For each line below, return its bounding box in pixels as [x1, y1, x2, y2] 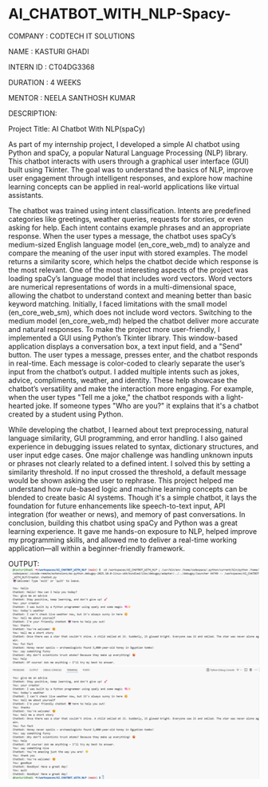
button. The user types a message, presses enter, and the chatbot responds [8, 350, 258, 359]
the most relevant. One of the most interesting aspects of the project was [8, 265, 249, 275]
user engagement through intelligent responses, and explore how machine [8, 173, 253, 183]
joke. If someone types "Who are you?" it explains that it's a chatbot [35, 401, 259, 410]
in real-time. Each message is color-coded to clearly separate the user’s [8, 358, 246, 368]
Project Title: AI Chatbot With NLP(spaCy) [8, 124, 146, 133]
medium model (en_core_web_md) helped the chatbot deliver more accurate [8, 316, 259, 326]
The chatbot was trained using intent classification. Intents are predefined [8, 205, 251, 216]
